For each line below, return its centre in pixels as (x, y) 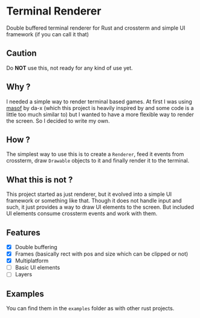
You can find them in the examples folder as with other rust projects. (90, 308)
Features (23, 232)
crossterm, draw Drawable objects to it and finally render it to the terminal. (98, 161)
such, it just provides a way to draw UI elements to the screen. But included (100, 207)
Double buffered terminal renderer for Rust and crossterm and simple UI (96, 28)
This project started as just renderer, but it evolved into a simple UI (89, 194)
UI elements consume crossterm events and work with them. (82, 213)
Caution (22, 54)
